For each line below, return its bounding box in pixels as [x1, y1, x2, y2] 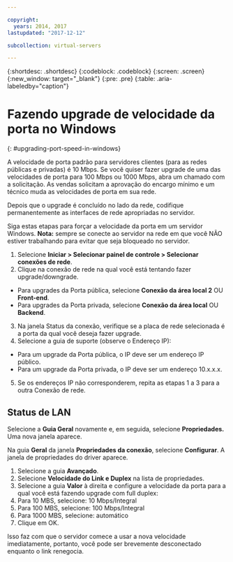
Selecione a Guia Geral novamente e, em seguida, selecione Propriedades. [7, 425, 225, 433]
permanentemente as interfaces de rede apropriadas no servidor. [7, 209, 195, 217]
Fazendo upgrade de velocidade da [7, 106, 215, 122]
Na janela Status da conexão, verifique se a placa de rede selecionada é [17, 322, 225, 330]
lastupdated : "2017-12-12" [7, 29, 86, 36]
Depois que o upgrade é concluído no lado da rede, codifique [7, 201, 184, 209]
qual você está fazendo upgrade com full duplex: [17, 489, 158, 497]
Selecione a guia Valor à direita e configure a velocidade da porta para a [17, 482, 227, 489]
